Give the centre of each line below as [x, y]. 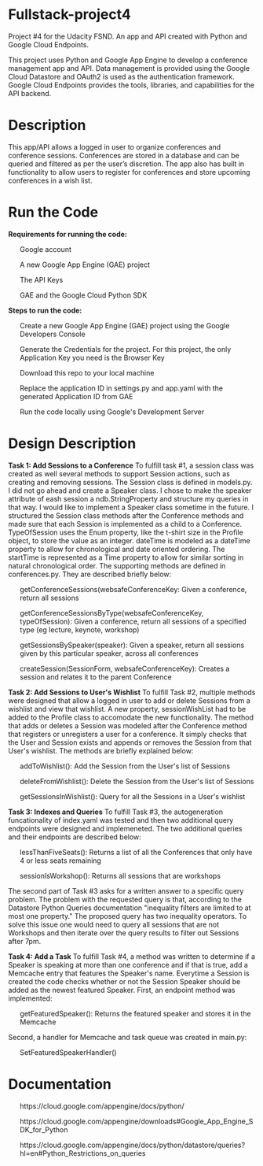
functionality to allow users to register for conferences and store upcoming [129, 172]
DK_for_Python [44, 1129]
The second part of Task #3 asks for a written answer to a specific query [126, 890]
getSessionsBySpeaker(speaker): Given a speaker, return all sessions [132, 645]
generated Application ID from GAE [76, 396]
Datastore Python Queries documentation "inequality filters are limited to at [130, 908]
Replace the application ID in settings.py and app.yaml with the [121, 388]
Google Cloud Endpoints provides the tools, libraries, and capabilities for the [131, 85]
